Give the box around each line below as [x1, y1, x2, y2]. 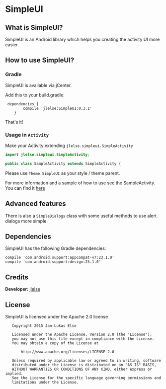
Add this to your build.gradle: [5, 92, 65, 98]
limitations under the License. [11, 380, 79, 385]
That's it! [5, 119, 23, 125]
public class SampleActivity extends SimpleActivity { [5, 161, 121, 166]
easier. [5, 42, 19, 48]
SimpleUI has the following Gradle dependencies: [5, 245, 106, 251]
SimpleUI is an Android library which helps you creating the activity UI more [5, 36, 160, 42]
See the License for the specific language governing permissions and [11, 375, 162, 381]
